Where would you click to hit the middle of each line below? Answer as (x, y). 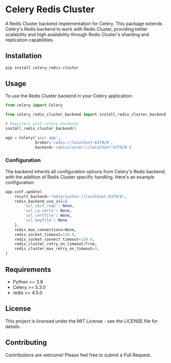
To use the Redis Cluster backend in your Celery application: (69, 96)
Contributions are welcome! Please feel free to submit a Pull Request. (78, 355)
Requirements (28, 269)
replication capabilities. (30, 40)
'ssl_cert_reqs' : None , (49, 206)
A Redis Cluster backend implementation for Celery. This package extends (84, 24)
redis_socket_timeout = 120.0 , (46, 234)
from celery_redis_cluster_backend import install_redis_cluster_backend (86, 115)
